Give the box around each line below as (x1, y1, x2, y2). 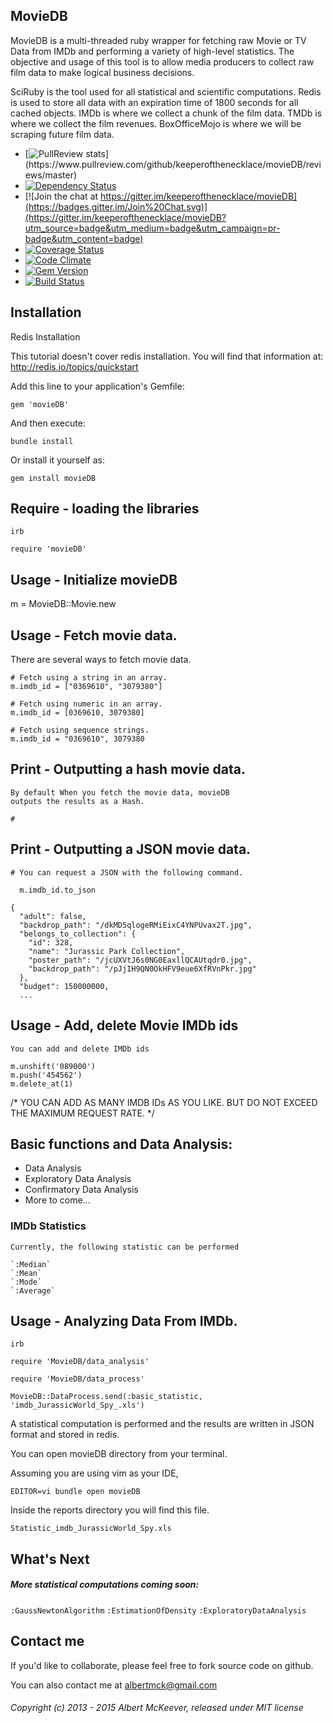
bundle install (10, 436, 74, 446)
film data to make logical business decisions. (10, 66, 195, 78)
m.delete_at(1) (10, 1079, 74, 1089)
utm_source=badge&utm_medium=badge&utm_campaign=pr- (24, 222, 281, 234)
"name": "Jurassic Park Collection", (28, 946, 186, 956)
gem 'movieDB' (10, 399, 70, 409)
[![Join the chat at (24, 190, 99, 202)
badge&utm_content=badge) (24, 232, 144, 244)
